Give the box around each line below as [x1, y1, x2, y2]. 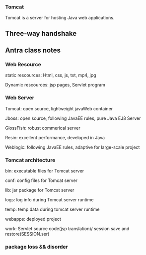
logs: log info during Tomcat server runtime [5, 196, 94, 202]
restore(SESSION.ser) [5, 231, 50, 237]
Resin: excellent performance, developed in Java [5, 134, 105, 140]
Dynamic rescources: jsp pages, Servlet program [5, 82, 106, 88]
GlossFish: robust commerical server [5, 125, 80, 131]
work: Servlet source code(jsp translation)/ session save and [5, 225, 130, 232]
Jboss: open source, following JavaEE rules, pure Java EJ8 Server [5, 115, 141, 121]
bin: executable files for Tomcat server [5, 168, 84, 173]
